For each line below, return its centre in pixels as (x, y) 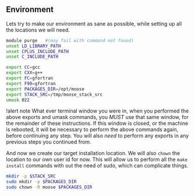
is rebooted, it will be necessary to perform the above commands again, (92, 129)
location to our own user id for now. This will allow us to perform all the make (97, 159)
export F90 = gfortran (31, 83)
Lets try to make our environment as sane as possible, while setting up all (94, 23)
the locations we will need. (38, 30)
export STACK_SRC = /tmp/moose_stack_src (54, 94)
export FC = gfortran (30, 78)
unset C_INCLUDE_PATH (32, 57)
